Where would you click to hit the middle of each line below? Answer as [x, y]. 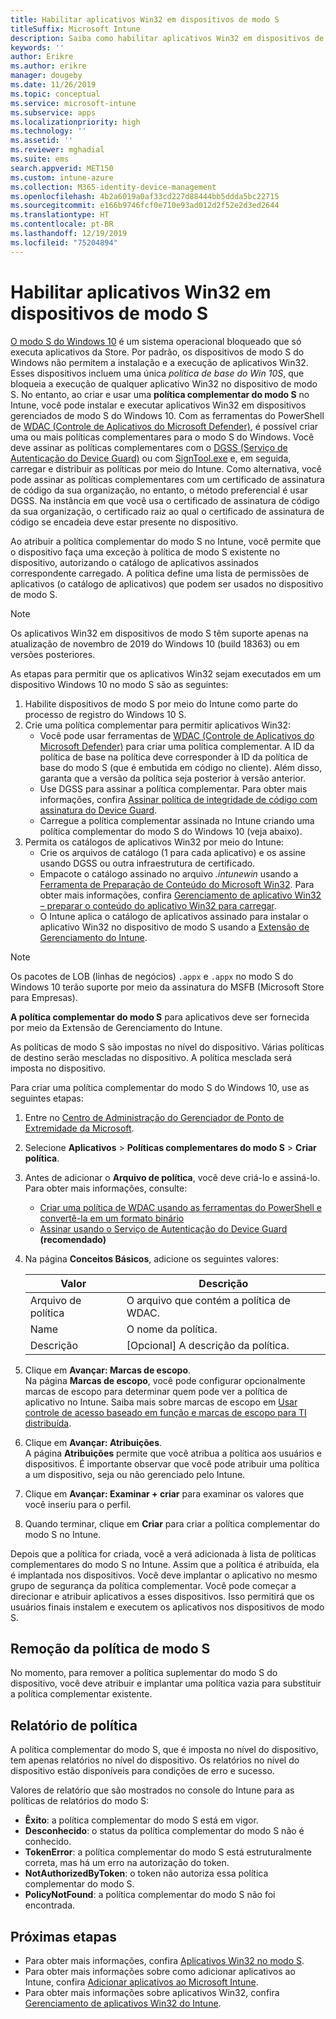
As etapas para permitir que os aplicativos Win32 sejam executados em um [166, 673]
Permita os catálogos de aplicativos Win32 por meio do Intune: [154, 842]
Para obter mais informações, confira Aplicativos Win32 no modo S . [164, 1960]
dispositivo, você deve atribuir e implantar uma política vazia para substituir [166, 1683]
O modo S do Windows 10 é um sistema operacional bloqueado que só [156, 341]
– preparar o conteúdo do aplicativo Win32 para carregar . [158, 905]
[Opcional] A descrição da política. [208, 1345]
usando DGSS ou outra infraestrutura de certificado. [147, 863]
